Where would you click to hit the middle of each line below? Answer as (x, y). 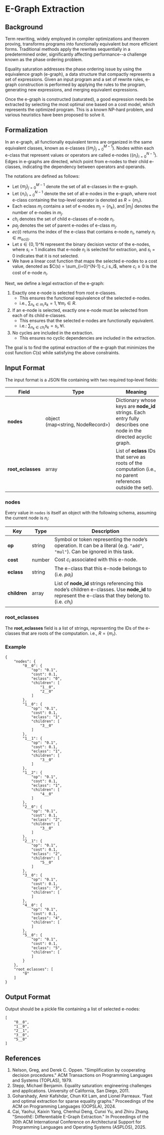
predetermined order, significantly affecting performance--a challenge (76, 54)
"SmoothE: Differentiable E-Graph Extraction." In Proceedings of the (80, 1117)
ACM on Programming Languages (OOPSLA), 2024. (64, 1106)
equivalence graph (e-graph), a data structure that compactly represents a (80, 74)
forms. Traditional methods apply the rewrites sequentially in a (68, 49)
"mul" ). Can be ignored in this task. (94, 552)
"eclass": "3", (47, 888)
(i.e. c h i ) (64, 602)
